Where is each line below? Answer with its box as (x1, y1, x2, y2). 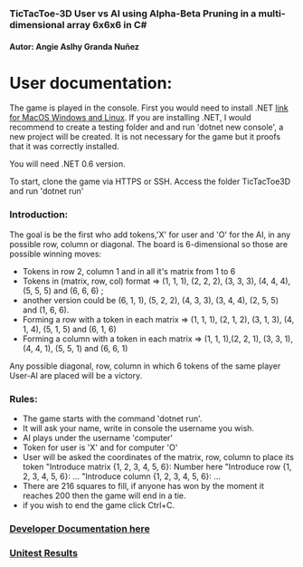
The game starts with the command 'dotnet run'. (22, 413, 203, 424)
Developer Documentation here (9, 522, 151, 534)
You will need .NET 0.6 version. (9, 159, 126, 169)
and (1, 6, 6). (22, 304, 70, 315)
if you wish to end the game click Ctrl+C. (22, 500, 175, 511)
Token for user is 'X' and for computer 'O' (22, 442, 178, 453)
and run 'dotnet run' (9, 186, 84, 197)
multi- (258, 7, 287, 20)
